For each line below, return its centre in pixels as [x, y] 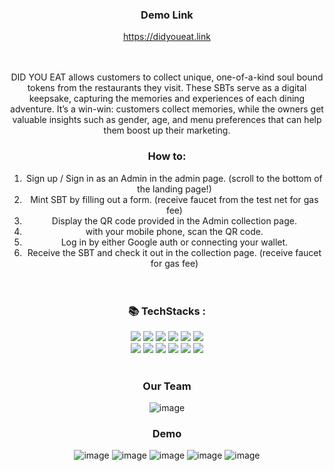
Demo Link [167, 15]
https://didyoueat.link [167, 37]
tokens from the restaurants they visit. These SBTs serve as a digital [167, 88]
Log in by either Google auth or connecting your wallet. [174, 242]
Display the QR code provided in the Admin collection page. [174, 220]
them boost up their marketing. [167, 130]
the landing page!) [174, 189]
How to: [167, 156]
